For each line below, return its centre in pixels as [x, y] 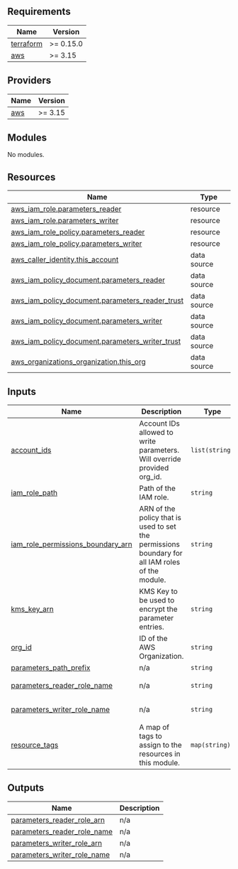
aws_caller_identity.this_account [65, 260]
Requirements [39, 12]
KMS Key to [159, 591]
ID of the [153, 639]
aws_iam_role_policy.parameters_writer [76, 244]
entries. [152, 627]
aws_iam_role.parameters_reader [66, 209]
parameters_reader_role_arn [58, 820]
